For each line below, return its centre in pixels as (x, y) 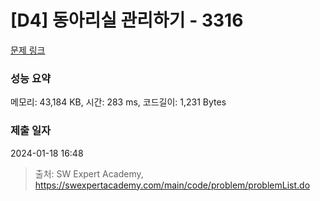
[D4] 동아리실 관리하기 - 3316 (127, 20)
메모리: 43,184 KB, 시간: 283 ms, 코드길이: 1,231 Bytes (118, 102)
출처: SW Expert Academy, (89, 173)
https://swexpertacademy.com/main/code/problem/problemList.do (172, 185)
